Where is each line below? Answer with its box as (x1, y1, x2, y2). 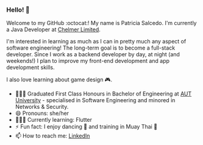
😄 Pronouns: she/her (15, 110, 69, 117)
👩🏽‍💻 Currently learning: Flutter (15, 116, 93, 124)
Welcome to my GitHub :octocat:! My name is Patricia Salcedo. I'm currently (6, 20, 197, 27)
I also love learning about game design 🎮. (6, 76, 113, 83)
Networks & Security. (15, 103, 69, 111)
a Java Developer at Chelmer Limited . (6, 26, 101, 33)
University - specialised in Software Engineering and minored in (15, 97, 176, 104)
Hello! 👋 (6, 6, 30, 14)
